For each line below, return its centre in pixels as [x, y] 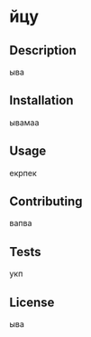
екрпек [23, 173]
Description [43, 50]
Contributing [46, 202]
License [32, 302]
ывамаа [24, 122]
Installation [41, 100]
